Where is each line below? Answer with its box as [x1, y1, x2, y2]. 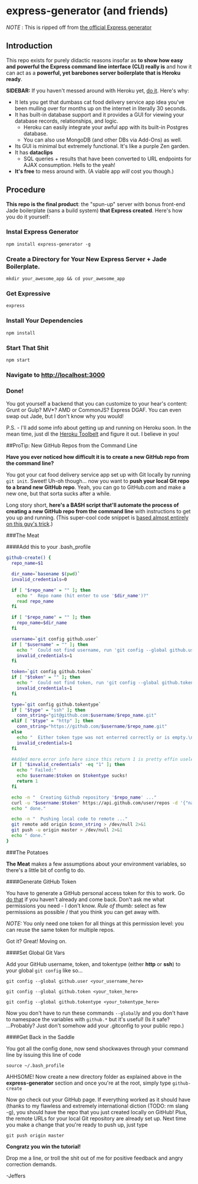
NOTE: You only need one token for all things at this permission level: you [6, 919, 184, 927]
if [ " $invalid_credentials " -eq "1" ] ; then [11, 762, 126, 768]
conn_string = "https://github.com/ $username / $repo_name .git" [16, 723, 167, 729]
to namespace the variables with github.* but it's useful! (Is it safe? [6, 1015, 170, 1022]
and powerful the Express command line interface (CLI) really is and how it [6, 63, 192, 70]
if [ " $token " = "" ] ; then [11, 674, 81, 680]
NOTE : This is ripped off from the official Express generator [6, 24, 152, 31]
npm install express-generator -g [6, 241, 91, 247]
